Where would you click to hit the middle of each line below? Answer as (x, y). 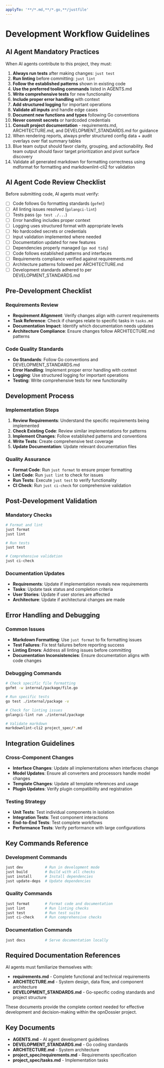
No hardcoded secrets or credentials (50, 231)
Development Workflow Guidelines (78, 34)
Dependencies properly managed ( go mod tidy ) (61, 247)
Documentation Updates (35, 573)
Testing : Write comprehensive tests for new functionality (70, 381)
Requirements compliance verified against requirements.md (73, 259)
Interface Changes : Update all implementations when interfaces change (85, 768)
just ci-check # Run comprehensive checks (54, 917)
